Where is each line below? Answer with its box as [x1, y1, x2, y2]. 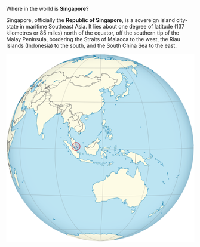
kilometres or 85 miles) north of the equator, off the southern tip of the [6, 29, 179, 36]
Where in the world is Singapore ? [6, 5, 89, 12]
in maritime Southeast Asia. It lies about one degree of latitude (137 [20, 23, 185, 30]
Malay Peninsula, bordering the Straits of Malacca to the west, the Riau [6, 36, 181, 42]
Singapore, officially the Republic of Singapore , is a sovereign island [6, 17, 175, 23]
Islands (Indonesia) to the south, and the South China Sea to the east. [6, 42, 177, 49]
